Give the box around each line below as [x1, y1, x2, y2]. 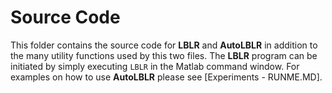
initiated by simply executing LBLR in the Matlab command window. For [10, 60, 300, 72]
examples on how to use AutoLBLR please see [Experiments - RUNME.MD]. [10, 71, 323, 83]
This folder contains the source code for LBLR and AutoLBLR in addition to [10, 39, 318, 51]
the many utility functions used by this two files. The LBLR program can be [10, 49, 318, 61]
